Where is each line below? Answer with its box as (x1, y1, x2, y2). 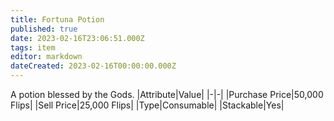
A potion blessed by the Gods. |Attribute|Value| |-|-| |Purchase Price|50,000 (10, 89, 324, 100)
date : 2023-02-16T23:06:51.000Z (10, 33, 145, 43)
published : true (10, 24, 78, 34)
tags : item (10, 42, 56, 53)
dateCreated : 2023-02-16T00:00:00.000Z (10, 61, 177, 71)
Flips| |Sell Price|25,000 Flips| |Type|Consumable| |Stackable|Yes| (10, 99, 285, 111)
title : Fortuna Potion (10, 14, 105, 25)
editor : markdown (10, 52, 83, 62)
